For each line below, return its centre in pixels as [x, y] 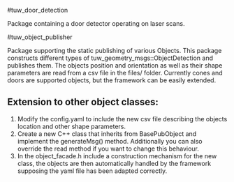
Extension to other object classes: [83, 102]
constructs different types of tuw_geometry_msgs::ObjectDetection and [110, 58]
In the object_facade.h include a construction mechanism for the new [117, 156]
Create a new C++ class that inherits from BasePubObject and [107, 134]
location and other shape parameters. [72, 126]
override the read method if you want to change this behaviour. [108, 149]
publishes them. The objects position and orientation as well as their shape [115, 65]
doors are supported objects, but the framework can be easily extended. [112, 80]
